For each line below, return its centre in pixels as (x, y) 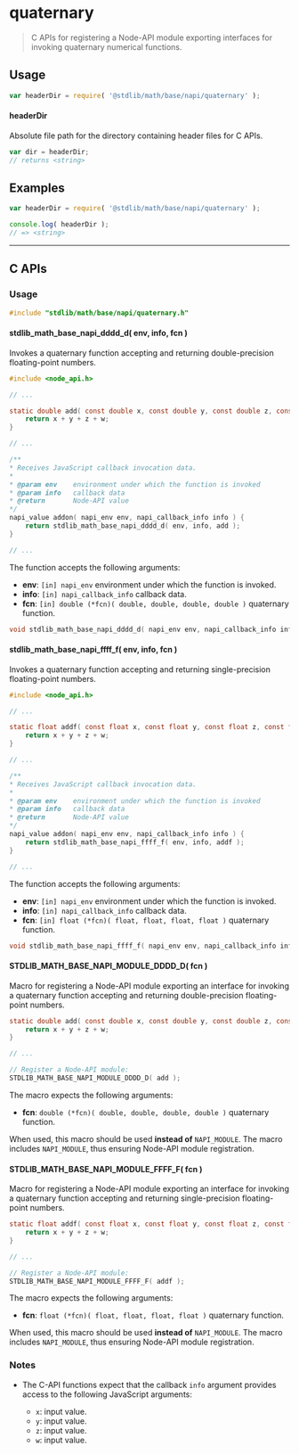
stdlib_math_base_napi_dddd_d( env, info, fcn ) (99, 333)
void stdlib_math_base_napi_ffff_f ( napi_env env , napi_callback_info (143, 946)
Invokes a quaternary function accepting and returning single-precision (140, 669)
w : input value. (61, 1440)
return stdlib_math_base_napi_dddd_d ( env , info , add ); (133, 526)
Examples (37, 188)
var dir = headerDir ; (49, 152)
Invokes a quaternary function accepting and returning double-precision (141, 353)
